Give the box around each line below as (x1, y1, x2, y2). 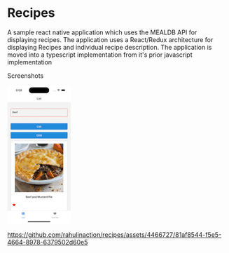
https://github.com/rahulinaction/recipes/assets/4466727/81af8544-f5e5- (7, 230, 222, 239)
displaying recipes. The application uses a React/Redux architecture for (7, 35, 214, 43)
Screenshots (7, 71, 44, 80)
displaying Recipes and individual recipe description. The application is (7, 43, 212, 51)
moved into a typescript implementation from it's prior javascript (7, 50, 193, 59)
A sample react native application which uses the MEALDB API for (7, 28, 197, 36)
